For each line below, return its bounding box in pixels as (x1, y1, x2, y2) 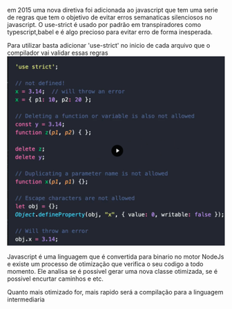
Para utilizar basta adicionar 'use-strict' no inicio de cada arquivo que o (7, 41, 211, 49)
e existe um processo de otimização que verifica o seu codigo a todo (7, 260, 204, 268)
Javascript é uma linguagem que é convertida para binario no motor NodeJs (7, 252, 224, 261)
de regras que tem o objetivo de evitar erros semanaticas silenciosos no (7, 13, 213, 21)
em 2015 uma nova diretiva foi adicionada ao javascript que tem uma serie (7, 6, 219, 14)
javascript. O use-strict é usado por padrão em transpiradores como (7, 21, 202, 28)
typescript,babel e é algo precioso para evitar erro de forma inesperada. (7, 28, 213, 36)
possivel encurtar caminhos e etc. (7, 274, 104, 283)
